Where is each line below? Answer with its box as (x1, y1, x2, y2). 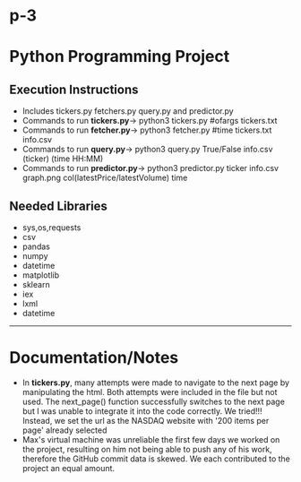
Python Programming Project (9, 47, 230, 67)
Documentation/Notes (9, 348, 179, 368)
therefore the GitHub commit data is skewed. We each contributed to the (21, 453, 291, 464)
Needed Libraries (9, 198, 107, 213)
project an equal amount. (21, 462, 115, 473)
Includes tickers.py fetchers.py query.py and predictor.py (21, 106, 235, 116)
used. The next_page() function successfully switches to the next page (21, 396, 285, 407)
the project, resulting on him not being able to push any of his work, (21, 443, 272, 454)
